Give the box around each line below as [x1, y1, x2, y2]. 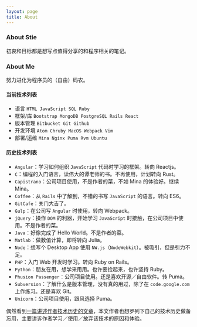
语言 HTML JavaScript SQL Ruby [14, 105, 90, 112]
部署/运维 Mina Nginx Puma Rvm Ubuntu [14, 134, 107, 141]
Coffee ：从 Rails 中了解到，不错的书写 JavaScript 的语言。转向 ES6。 [14, 192, 185, 199]
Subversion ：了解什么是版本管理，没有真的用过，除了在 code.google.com [14, 280, 190, 287]
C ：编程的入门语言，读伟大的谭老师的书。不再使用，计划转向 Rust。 [14, 171, 179, 178]
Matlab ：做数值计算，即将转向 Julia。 [14, 236, 106, 243]
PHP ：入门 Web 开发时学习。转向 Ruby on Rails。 [14, 258, 133, 265]
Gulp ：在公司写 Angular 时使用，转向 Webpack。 [14, 207, 133, 214]
